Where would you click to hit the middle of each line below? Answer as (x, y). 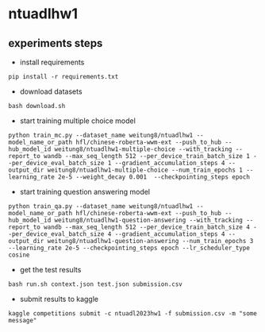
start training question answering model (85, 192)
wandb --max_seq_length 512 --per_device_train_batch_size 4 (146, 227)
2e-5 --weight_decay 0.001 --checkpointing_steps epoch (154, 177)
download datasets (51, 91)
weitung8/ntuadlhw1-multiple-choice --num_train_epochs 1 (145, 170)
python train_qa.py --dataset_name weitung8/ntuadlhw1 (101, 207)
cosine (19, 255)
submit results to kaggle (59, 299)
